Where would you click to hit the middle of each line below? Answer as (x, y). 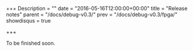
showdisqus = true (29, 21)
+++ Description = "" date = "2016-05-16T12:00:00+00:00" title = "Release (97, 8)
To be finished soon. (31, 43)
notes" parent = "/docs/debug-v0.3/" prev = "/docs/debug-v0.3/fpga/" (92, 14)
